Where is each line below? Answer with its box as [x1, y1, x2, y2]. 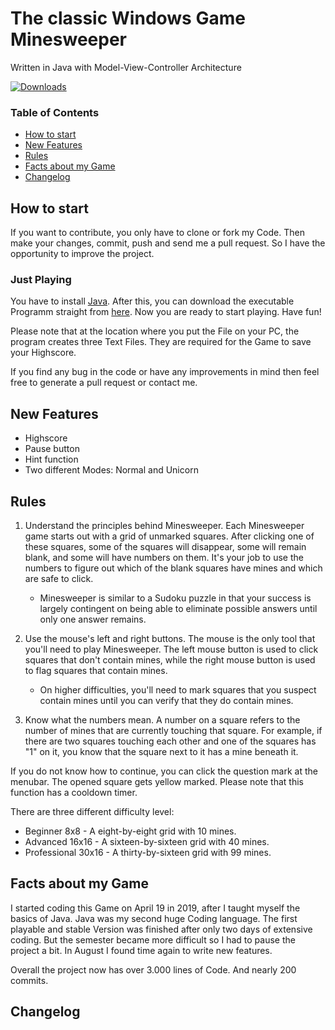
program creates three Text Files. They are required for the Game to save [10, 336, 312, 348]
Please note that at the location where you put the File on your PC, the [10, 325, 300, 337]
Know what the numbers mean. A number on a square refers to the [24, 713, 301, 726]
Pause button [24, 443, 80, 455]
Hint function [24, 453, 79, 466]
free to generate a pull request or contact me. [10, 377, 198, 389]
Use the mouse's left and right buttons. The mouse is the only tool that [24, 632, 316, 644]
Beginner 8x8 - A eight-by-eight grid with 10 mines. [24, 825, 237, 837]
